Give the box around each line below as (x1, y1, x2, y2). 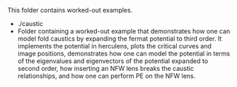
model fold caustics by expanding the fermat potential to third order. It (17, 34, 222, 43)
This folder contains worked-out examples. (7, 6, 133, 14)
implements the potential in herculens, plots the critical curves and (17, 42, 212, 50)
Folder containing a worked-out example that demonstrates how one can (17, 27, 231, 35)
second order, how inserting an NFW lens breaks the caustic (17, 65, 195, 72)
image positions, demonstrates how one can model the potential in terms (17, 49, 231, 58)
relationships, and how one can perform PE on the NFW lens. (17, 72, 196, 80)
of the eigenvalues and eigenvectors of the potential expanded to (17, 57, 209, 65)
